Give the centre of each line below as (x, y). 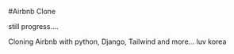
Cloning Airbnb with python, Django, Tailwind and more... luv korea (117, 41)
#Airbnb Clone (32, 11)
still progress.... (33, 26)
